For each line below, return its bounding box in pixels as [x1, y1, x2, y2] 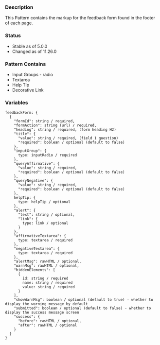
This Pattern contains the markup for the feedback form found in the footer [5, 15, 156, 21]
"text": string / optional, [18, 212, 75, 217]
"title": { [14, 132, 36, 137]
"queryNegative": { [14, 178, 53, 183]
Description [5, 4, 34, 11]
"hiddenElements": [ [14, 268, 55, 273]
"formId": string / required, [14, 119, 75, 124]
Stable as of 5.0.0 [12, 43, 48, 49]
